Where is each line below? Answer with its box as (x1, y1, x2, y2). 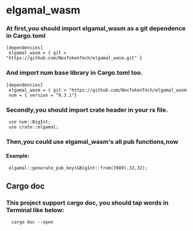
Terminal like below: (6, 206, 64, 214)
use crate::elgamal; (8, 124, 59, 130)
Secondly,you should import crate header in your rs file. (6, 106, 168, 114)
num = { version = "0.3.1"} (8, 92, 77, 98)
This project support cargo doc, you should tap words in (6, 198, 168, 206)
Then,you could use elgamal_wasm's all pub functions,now (6, 138, 178, 146)
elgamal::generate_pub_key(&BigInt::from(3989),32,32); (8, 165, 148, 171)
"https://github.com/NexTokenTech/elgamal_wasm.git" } (6, 55, 143, 61)
